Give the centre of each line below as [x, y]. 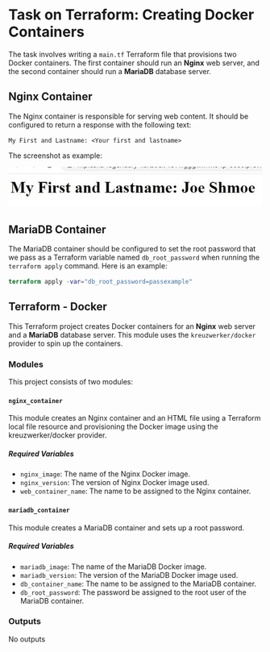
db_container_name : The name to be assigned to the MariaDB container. [138, 583]
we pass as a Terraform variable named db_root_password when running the [134, 257]
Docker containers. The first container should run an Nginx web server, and [134, 63]
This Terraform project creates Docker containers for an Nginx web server [132, 326]
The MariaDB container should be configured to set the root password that [132, 249]
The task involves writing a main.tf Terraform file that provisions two [123, 54]
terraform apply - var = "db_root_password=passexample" [101, 282]
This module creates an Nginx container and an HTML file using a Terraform [135, 418]
